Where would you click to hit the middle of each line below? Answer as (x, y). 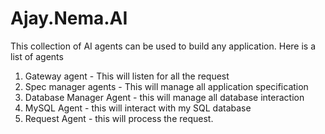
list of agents (37, 56)
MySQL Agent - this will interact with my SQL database (138, 108)
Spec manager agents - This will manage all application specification (166, 86)
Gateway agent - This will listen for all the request (127, 76)
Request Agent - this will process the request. (119, 118)
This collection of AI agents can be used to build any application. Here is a (163, 46)
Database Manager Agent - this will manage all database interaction (164, 97)
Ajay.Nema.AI (69, 18)
